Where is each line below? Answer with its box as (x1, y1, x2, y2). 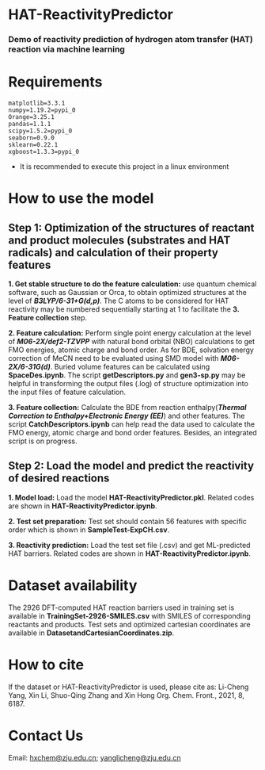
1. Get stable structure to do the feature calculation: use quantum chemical (8, 279, 257, 289)
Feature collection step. (8, 313, 88, 323)
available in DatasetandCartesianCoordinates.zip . (8, 628, 175, 638)
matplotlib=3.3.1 (8, 99, 66, 108)
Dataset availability (8, 577, 138, 595)
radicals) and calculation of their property (8, 246, 219, 259)
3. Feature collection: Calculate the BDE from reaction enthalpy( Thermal (8, 403, 247, 412)
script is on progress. (8, 436, 78, 446)
